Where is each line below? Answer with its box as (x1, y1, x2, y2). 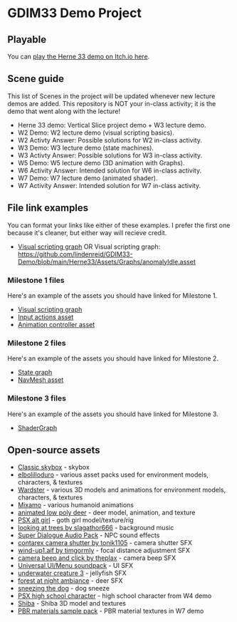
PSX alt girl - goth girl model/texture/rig (17, 516, 134, 524)
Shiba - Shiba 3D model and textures (17, 599, 127, 608)
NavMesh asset (17, 375, 64, 384)
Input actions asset (17, 312, 74, 321)
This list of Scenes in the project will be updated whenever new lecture (7, 91, 216, 100)
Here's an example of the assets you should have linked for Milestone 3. (7, 410, 218, 418)
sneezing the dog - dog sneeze (17, 584, 110, 593)
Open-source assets (7, 444, 100, 456)
